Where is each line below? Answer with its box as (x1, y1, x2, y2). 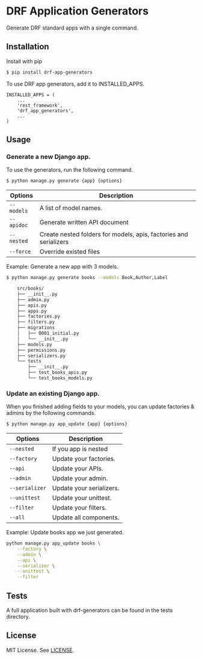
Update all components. (52, 513, 120, 522)
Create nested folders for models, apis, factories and (39, 230, 188, 239)
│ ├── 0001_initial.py (17, 330, 79, 337)
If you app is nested (52, 445, 108, 453)
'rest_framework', (17, 102, 63, 108)
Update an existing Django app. (6, 389, 100, 398)
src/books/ (17, 286, 44, 292)
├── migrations (17, 325, 55, 331)
